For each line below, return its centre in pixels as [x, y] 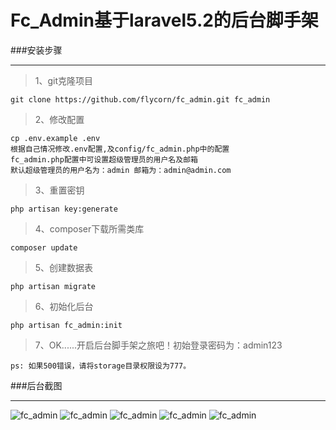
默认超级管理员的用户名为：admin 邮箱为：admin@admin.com [121, 170]
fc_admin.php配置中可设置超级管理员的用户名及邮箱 [104, 159]
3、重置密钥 [59, 190]
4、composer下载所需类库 [89, 228]
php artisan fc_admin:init [66, 325]
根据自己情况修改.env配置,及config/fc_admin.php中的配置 [120, 149]
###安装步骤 [36, 50]
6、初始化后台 [64, 306]
